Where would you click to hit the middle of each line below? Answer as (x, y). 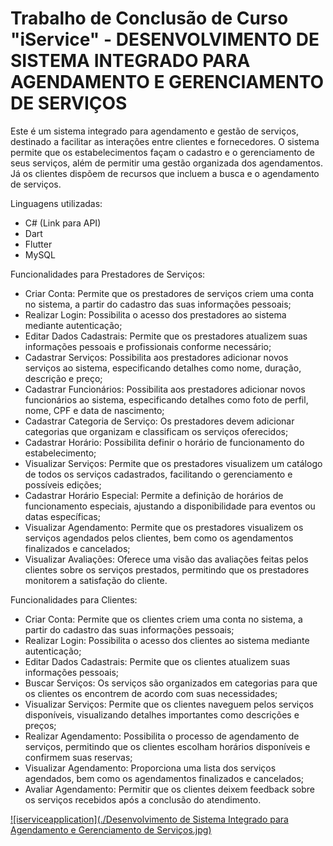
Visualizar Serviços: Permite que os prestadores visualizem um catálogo (173, 463)
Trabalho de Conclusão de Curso (149, 18)
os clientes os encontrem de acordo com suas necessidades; (151, 693)
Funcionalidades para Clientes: (74, 599)
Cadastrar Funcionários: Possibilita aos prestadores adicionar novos (165, 389)
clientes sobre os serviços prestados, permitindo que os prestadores (167, 569)
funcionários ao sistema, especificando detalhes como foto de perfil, (166, 399)
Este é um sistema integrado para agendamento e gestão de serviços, (154, 131)
